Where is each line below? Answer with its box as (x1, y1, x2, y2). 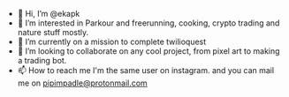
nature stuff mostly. (17, 27, 89, 37)
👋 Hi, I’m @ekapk (17, 9, 80, 19)
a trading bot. (17, 56, 67, 65)
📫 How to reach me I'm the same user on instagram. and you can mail (17, 65, 275, 75)
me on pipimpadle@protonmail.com (17, 78, 148, 88)
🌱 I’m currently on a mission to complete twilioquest (17, 36, 207, 47)
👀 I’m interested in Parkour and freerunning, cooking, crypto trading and (17, 18, 280, 28)
